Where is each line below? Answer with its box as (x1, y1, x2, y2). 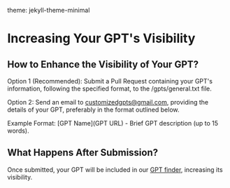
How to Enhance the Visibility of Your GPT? (7, 58, 199, 70)
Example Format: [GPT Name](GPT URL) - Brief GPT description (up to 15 (7, 119, 219, 127)
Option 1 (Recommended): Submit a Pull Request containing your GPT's (7, 77, 213, 85)
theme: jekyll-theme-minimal (7, 6, 90, 14)
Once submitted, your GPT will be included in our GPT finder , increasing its (7, 165, 223, 174)
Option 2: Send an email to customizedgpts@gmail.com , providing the (7, 98, 209, 106)
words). (7, 126, 29, 135)
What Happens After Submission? (7, 147, 159, 159)
